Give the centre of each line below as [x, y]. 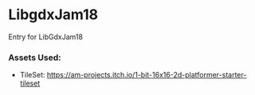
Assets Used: [35, 57]
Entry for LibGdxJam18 [46, 37]
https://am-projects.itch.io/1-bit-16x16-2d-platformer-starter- [147, 75]
